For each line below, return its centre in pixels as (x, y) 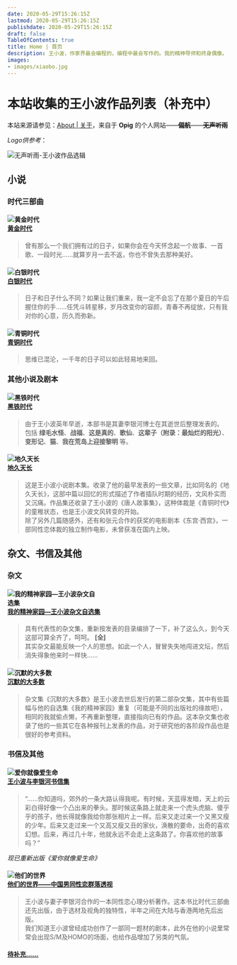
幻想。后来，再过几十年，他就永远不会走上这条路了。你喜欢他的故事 (124, 834)
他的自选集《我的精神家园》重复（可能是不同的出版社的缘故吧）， (132, 708)
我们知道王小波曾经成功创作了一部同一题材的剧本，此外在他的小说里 (124, 928)
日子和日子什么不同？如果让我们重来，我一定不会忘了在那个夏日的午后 (127, 298)
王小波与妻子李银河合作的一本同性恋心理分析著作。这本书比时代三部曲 (127, 901)
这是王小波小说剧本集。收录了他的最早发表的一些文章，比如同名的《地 (127, 485)
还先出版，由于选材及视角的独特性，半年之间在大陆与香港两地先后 (121, 910)
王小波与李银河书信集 (38, 781)
